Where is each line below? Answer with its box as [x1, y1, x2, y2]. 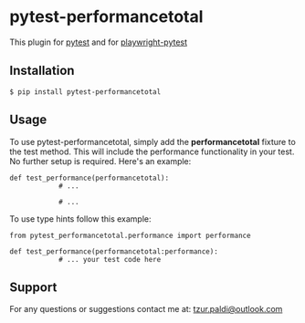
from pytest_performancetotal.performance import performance [9, 231, 251, 240]
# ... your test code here [58, 255, 162, 264]
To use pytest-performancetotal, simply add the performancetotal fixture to [9, 136, 297, 147]
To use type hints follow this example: [9, 213, 152, 224]
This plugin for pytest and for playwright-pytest [9, 36, 188, 47]
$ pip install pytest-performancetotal [9, 87, 162, 97]
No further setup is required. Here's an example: [9, 155, 192, 166]
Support [9, 279, 58, 295]
